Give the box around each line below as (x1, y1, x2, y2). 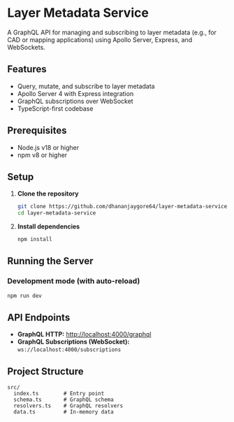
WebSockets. (7, 43, 45, 51)
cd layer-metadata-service (17, 210, 96, 217)
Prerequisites (7, 125, 67, 137)
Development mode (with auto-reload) (7, 276, 140, 286)
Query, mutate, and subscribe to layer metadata (17, 82, 155, 90)
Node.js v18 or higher (17, 143, 79, 151)
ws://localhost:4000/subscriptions (17, 346, 122, 353)
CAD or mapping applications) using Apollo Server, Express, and (7, 35, 193, 43)
